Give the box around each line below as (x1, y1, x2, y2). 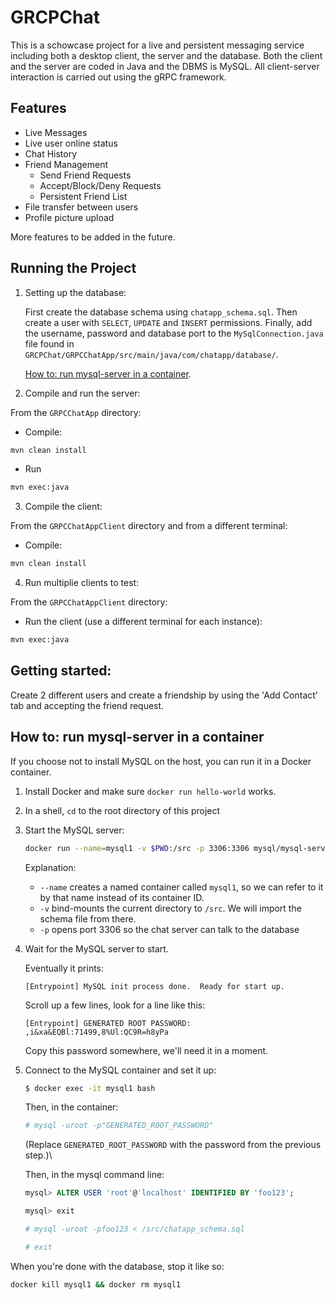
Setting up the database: (24, 286, 127, 298)
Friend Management (24, 158, 109, 170)
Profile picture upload (24, 211, 115, 223)
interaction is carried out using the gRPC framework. (10, 71, 227, 83)
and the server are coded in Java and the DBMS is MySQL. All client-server (10, 60, 320, 72)
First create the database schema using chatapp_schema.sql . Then (24, 306, 298, 318)
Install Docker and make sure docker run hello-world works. (24, 785, 277, 797)
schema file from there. (39, 912, 137, 925)
